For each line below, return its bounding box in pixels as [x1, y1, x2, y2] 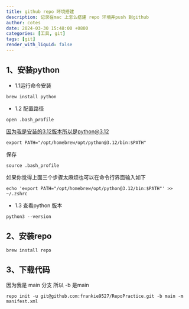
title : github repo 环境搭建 [6, 8, 74, 15]
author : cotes [6, 20, 41, 25]
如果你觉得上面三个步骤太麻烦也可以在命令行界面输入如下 [6, 173, 146, 181]
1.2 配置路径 [14, 105, 44, 112]
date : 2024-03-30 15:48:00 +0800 [6, 25, 89, 31]
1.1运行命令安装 [14, 82, 52, 89]
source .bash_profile [6, 162, 60, 169]
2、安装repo [6, 231, 52, 242]
